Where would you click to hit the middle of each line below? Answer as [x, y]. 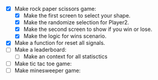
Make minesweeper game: [48, 70]
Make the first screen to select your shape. [77, 16]
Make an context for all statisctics [65, 56]
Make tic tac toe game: [43, 64]
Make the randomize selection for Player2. [76, 22]
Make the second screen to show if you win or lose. [88, 29]
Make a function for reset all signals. [60, 43]
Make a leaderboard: [40, 50]
